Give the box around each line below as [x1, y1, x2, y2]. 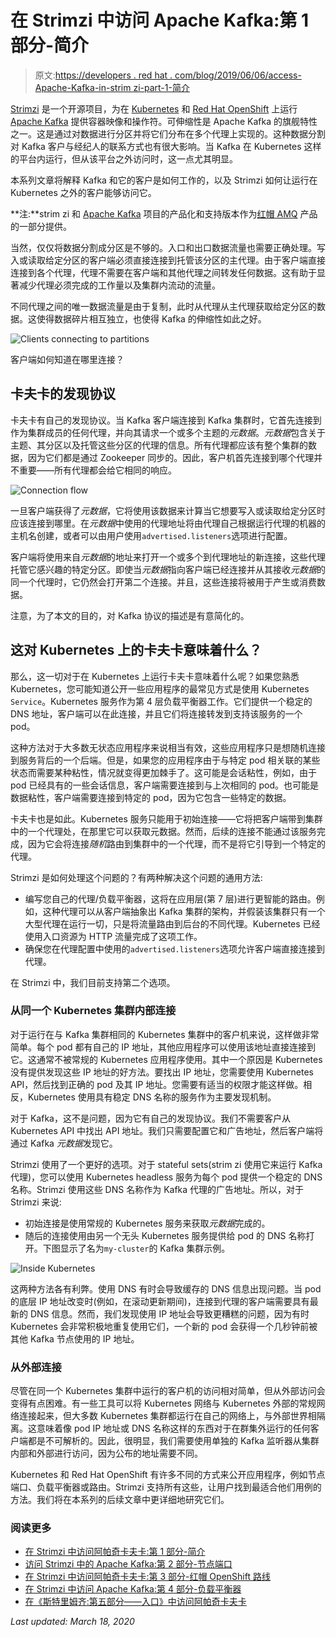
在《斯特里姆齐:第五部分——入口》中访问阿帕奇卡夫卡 [24, 1596, 247, 1608]
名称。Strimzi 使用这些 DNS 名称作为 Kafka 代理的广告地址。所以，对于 [10, 1183, 305, 1195]
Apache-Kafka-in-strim [34, 81, 132, 93]
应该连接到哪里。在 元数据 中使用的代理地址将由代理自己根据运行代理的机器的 [10, 517, 326, 529]
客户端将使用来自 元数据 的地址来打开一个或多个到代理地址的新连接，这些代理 [10, 551, 326, 563]
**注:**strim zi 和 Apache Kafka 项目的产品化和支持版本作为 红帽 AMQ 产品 [10, 207, 318, 220]
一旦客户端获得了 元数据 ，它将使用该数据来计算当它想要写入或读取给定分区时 [10, 504, 326, 516]
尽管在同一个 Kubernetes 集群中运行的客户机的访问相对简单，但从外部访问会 [10, 1385, 326, 1397]
